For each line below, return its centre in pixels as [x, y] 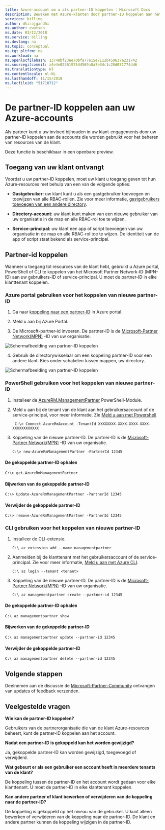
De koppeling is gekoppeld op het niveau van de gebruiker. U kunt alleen [79, 811]
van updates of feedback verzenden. [42, 691]
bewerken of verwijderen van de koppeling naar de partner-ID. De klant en [80, 817]
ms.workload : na [22, 56]
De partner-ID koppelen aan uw [70, 107]
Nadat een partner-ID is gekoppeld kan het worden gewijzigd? [70, 743]
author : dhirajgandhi [27, 23]
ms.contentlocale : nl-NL [30, 74]
